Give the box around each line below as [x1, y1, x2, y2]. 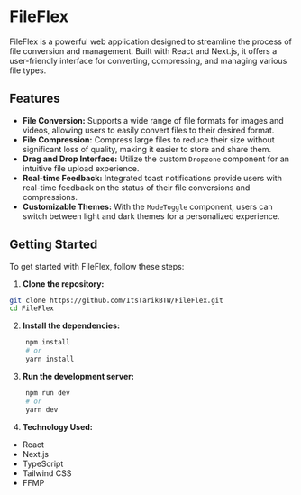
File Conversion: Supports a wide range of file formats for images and [22, 115, 284, 125]
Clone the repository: [22, 278, 105, 289]
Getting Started [9, 237, 98, 252]
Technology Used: [22, 421, 93, 432]
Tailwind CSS [22, 467, 72, 479]
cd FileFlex [9, 304, 54, 313]
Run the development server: [22, 371, 135, 381]
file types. [9, 65, 47, 76]
